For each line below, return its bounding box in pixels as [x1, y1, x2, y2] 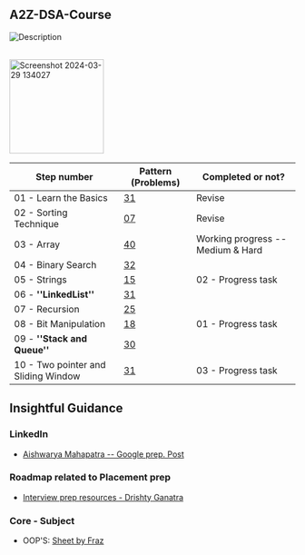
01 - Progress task [196, 317, 279, 330]
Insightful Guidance [9, 401, 123, 416]
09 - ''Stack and [14, 332, 88, 344]
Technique [14, 217, 59, 230]
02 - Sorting [14, 206, 68, 219]
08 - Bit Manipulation [14, 317, 106, 330]
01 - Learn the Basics [14, 191, 108, 203]
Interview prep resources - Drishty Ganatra [22, 491, 184, 502]
